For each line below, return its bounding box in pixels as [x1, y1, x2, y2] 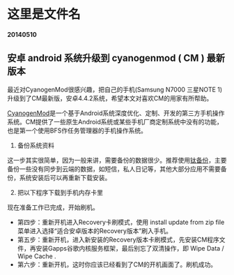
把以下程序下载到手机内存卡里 [17, 188, 103, 196]
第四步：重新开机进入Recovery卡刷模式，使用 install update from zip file [17, 218, 225, 226]
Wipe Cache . [17, 252, 57, 260]
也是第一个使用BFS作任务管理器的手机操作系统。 [7, 126, 148, 135]
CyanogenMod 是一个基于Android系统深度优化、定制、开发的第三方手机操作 [7, 109, 225, 117]
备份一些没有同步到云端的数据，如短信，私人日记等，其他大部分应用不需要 [7, 165, 221, 173]
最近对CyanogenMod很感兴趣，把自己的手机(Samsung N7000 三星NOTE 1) [7, 85, 223, 94]
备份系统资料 [17, 141, 54, 149]
